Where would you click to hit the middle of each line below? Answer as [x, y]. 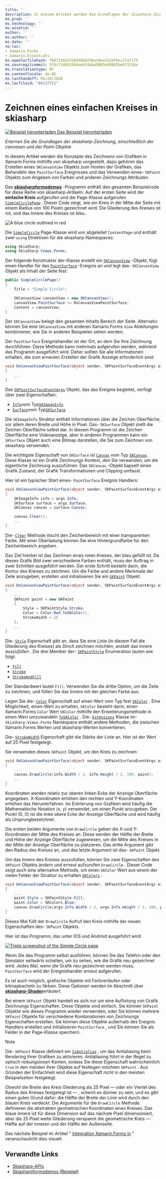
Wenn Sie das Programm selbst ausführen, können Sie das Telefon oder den [83, 955]
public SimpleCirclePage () [33, 280]
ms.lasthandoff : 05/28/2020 [34, 79]
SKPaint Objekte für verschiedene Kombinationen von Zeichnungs [72, 1016]
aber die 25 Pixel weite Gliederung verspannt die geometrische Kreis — [78, 1118]
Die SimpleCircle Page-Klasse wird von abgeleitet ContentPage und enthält [81, 232]
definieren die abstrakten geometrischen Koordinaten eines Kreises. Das [79, 1108]
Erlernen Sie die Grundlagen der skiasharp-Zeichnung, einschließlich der [80, 141]
